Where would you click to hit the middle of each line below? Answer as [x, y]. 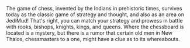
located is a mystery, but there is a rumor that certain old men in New [89, 33]
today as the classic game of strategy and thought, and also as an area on [95, 14]
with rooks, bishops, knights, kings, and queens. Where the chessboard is [95, 27]
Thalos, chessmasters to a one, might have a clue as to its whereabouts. [93, 39]
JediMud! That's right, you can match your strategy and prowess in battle [94, 21]
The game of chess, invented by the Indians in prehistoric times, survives [94, 8]
